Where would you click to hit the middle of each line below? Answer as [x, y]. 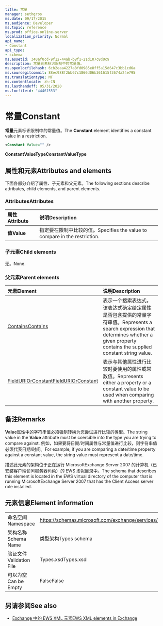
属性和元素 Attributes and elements [58, 171]
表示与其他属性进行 [125, 362]
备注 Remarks [25, 420]
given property [120, 341]
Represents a [137, 322]
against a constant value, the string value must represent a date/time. [74, 455]
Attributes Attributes [29, 201]
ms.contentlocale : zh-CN [30, 82]
